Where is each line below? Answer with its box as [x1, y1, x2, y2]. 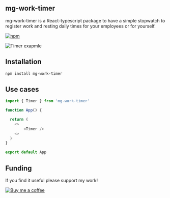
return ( [10, 117, 29, 122]
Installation [5, 58, 42, 66]
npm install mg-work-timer [5, 71, 63, 76]
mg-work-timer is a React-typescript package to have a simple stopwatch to [5, 17, 165, 23]
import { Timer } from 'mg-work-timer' [5, 99, 90, 104]
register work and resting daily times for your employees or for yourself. [5, 23, 156, 29]
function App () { [5, 108, 42, 113]
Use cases [5, 85, 39, 94]
